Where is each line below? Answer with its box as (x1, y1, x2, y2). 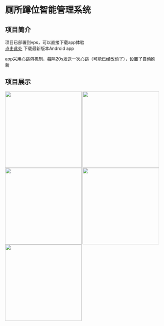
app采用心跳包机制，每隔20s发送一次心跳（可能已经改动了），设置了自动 (5, 56, 151, 62)
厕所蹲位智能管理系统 (5, 4, 92, 16)
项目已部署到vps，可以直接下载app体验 (5, 40, 85, 45)
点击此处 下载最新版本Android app (5, 46, 74, 51)
